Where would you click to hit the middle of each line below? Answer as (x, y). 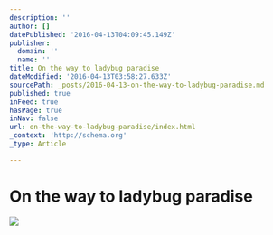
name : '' (34, 60)
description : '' (40, 18)
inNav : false (34, 118)
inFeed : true (34, 102)
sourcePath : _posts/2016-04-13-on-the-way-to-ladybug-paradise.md (137, 85)
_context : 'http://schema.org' (68, 136)
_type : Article (38, 144)
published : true (40, 93)
